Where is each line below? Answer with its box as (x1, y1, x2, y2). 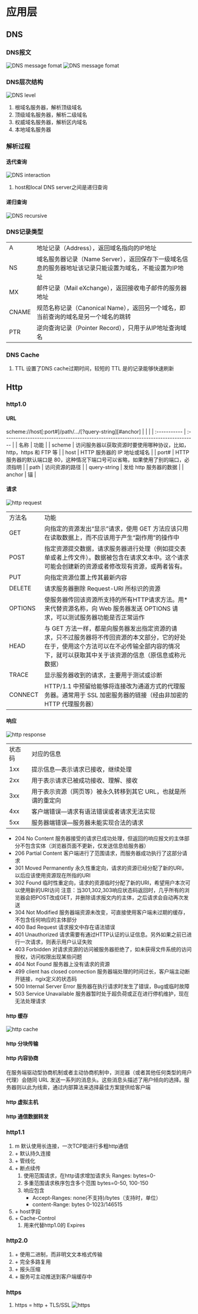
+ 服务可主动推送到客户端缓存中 (14, 1273, 93, 1280)
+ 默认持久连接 (14, 1150, 51, 1157)
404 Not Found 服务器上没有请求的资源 (14, 961, 110, 968)
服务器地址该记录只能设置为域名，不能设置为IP (48, 264, 178, 272)
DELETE (9, 584, 31, 592)
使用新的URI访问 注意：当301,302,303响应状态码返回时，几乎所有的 (19, 887, 184, 894)
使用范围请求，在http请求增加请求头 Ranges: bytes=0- (23, 1172, 156, 1179)
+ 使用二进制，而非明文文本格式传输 (14, 1251, 103, 1258)
